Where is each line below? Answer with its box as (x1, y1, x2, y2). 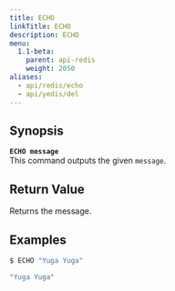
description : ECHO (9, 30, 79, 39)
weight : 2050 (26, 65, 76, 74)
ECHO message (9, 147, 59, 156)
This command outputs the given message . (9, 156, 167, 166)
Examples (9, 232, 67, 247)
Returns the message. (9, 206, 92, 216)
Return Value (9, 181, 85, 196)
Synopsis (9, 123, 64, 138)
